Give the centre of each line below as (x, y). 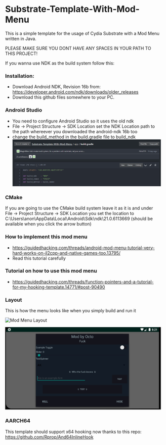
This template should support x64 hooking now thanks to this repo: (73, 432)
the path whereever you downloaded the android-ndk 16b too (75, 131)
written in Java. (21, 39)
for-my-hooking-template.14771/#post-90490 (59, 287)
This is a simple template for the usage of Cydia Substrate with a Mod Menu (82, 33)
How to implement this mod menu (46, 237)
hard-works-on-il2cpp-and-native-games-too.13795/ (66, 253)
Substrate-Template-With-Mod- (72, 9)
